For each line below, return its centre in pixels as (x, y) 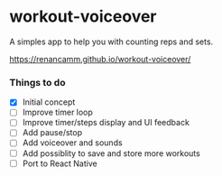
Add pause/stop (52, 133)
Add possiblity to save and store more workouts (111, 153)
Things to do (37, 82)
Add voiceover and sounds (73, 143)
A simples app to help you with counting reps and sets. (111, 42)
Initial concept (49, 102)
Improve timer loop (57, 112)
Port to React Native (60, 163)
